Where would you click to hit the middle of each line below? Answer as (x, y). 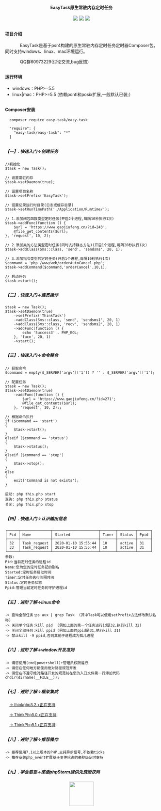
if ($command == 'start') (31, 421)
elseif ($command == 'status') (37, 438)
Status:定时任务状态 (24, 583)
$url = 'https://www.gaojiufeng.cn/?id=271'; (69, 399)
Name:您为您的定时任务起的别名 (32, 567)
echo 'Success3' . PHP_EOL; (51, 333)
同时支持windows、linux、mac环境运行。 (46, 51)
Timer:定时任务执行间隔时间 (30, 578)
